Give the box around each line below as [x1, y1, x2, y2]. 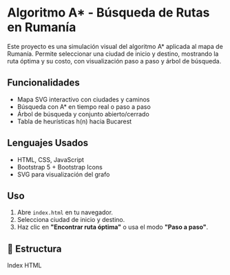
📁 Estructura [7, 243, 62, 254]
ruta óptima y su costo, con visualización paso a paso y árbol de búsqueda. [7, 57, 222, 65]
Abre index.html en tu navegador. [17, 208, 114, 216]
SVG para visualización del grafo [17, 170, 110, 179]
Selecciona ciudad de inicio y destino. [17, 216, 125, 224]
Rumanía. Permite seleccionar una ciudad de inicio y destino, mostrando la [7, 50, 219, 58]
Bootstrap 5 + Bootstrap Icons [17, 163, 103, 171]
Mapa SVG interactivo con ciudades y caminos [17, 95, 150, 103]
